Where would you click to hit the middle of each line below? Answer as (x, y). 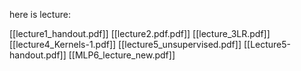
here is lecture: (40, 14)
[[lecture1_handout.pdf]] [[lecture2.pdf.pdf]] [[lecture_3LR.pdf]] (140, 33)
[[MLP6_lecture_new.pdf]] (122, 55)
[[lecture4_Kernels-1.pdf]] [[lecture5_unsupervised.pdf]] (125, 44)
